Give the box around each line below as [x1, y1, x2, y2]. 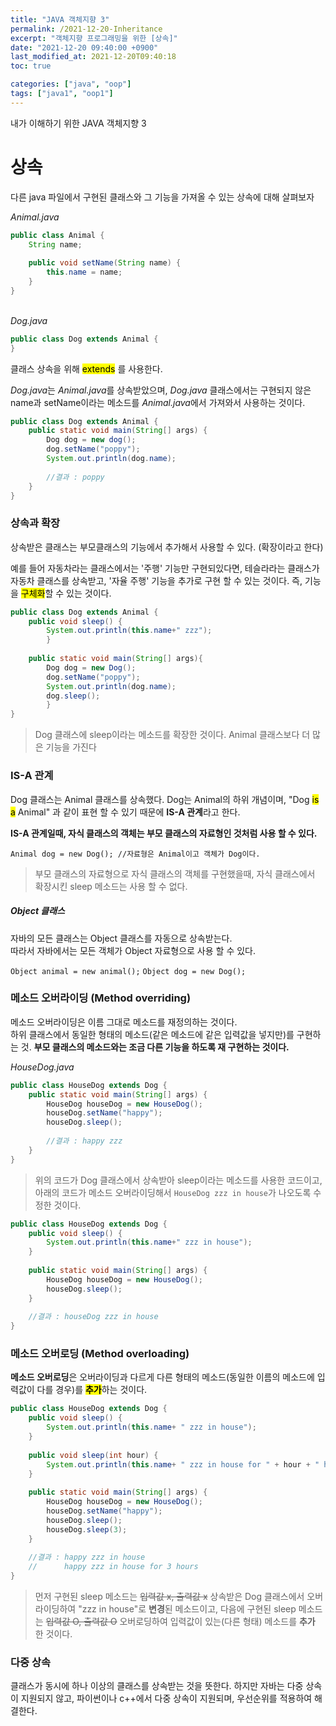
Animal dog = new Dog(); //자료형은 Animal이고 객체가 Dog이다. [10, 849, 261, 859]
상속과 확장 [10, 516, 61, 530]
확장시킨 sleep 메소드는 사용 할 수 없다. [34, 880, 188, 892]
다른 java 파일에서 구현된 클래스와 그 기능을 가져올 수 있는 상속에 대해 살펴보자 [10, 191, 315, 203]
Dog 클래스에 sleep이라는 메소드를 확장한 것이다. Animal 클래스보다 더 [34, 729, 311, 741]
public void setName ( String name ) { [28, 258, 182, 268]
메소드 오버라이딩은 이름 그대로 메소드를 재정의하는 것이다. [10, 1016, 238, 1028]
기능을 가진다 [45, 741, 97, 753]
